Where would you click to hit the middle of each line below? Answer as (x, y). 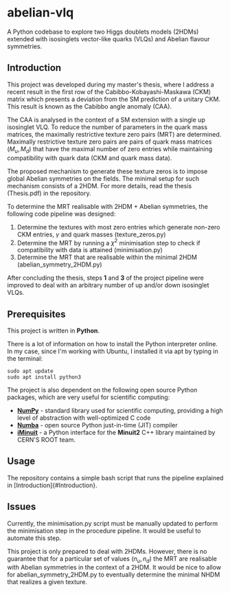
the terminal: (25, 359)
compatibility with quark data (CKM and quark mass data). (90, 158)
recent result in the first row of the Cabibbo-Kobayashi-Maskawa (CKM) (109, 91)
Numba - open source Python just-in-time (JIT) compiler (97, 425)
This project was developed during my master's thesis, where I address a (111, 85)
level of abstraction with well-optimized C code (84, 418)
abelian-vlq (41, 13)
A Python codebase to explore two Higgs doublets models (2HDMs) (103, 32)
